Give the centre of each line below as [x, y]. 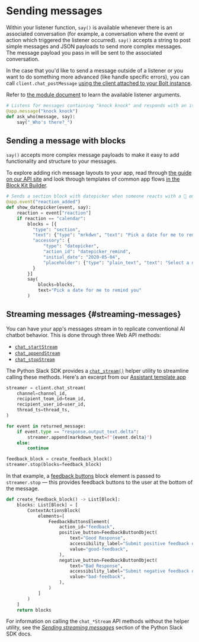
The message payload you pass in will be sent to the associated [84, 52]
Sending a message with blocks [66, 141]
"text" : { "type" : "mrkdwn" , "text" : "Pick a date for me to [108, 235]
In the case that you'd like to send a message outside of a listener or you [95, 70]
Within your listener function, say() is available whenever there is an [89, 27]
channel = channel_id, [42, 394]
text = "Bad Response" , [96, 566]
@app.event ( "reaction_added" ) [44, 202]
